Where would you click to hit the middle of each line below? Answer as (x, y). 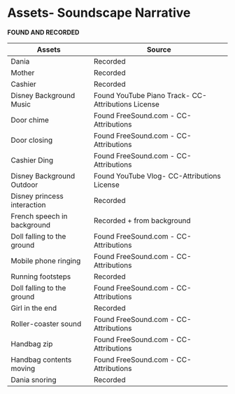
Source (159, 49)
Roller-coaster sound (46, 323)
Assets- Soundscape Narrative (99, 13)
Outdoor (24, 185)
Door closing (32, 140)
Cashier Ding (32, 160)
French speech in (39, 216)
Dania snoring (34, 379)
